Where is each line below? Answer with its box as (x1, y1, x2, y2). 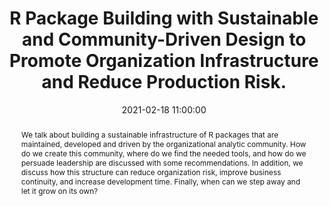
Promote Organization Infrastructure (9, 50, 319, 72)
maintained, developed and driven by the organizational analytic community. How (20, 138, 307, 149)
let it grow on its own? (20, 185, 99, 196)
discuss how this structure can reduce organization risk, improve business (20, 167, 282, 177)
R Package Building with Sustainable (9, 7, 319, 30)
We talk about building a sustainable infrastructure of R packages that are (20, 129, 279, 140)
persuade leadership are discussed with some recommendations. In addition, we (20, 157, 304, 168)
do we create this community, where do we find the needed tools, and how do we (20, 148, 307, 159)
